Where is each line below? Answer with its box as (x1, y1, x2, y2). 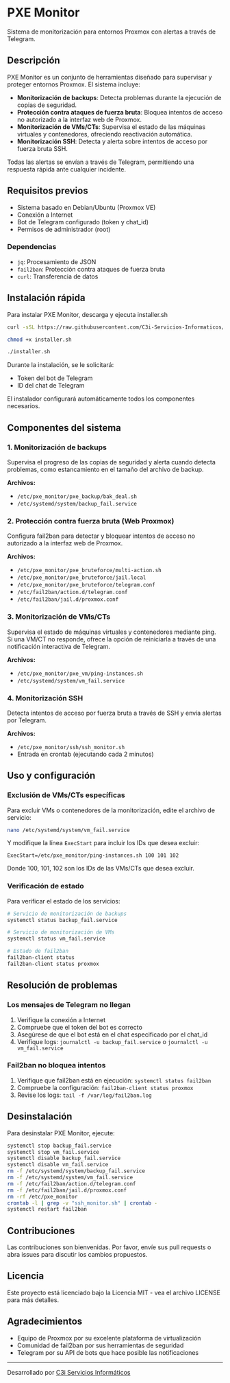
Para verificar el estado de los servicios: (7, 897, 120, 905)
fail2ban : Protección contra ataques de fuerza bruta (16, 265, 166, 273)
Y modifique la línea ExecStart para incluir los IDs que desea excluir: (7, 839, 200, 847)
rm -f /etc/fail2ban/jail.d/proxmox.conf (7, 1187, 127, 1194)
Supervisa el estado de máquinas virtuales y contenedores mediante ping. (7, 628, 217, 636)
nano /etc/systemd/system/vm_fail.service (7, 827, 130, 834)
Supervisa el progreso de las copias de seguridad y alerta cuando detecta (7, 458, 216, 466)
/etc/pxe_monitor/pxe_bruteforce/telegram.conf (16, 582, 155, 589)
